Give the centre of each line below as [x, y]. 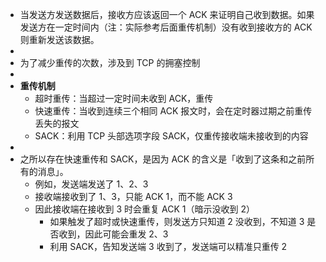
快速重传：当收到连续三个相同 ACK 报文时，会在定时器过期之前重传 [173, 111]
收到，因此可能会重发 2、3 [113, 234]
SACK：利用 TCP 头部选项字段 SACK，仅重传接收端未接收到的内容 [171, 136]
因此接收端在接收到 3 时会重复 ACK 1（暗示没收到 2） [144, 209]
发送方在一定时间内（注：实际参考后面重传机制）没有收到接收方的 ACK [166, 27]
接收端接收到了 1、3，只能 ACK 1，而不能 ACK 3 [133, 196]
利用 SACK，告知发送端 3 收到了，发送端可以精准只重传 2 [168, 246]
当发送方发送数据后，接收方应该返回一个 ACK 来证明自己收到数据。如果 [167, 14]
